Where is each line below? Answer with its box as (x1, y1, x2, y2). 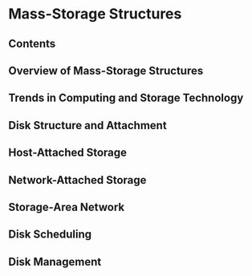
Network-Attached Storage (8, 173, 147, 187)
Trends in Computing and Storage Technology (8, 91, 244, 105)
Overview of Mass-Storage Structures (8, 63, 204, 77)
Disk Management (8, 254, 102, 269)
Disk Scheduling (8, 228, 92, 241)
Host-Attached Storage (8, 146, 127, 160)
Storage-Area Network (8, 200, 125, 213)
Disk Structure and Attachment (8, 118, 167, 132)
